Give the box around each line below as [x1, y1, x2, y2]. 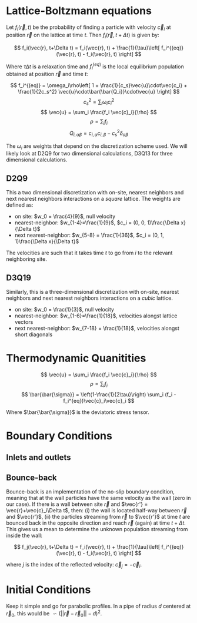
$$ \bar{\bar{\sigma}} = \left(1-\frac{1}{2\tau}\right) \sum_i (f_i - [21, 390, 176, 398]
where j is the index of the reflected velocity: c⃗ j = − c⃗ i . [6, 561, 142, 569]
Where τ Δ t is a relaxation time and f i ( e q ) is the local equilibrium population [6, 62, 184, 71]
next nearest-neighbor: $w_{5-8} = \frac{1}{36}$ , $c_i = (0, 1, [14, 231, 165, 239]
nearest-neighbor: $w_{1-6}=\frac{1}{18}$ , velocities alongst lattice [14, 312, 178, 319]
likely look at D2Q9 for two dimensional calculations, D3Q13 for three [6, 150, 173, 157]
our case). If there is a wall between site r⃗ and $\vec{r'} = [6, 501, 148, 508]
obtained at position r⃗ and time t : [6, 70, 88, 77]
